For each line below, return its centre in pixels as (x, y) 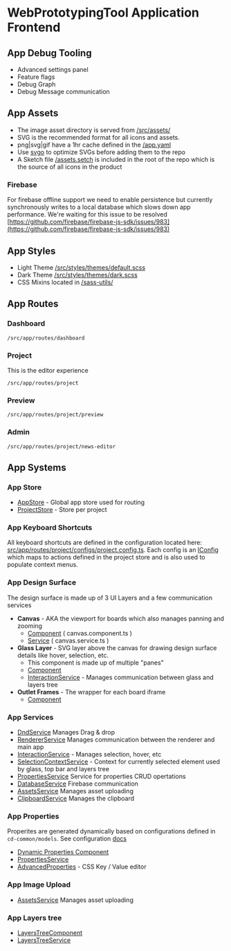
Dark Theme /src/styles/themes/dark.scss (77, 275)
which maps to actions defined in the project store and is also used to (106, 557)
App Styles (31, 251)
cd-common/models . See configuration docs (67, 839)
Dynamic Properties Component (63, 852)
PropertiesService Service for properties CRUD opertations (101, 777)
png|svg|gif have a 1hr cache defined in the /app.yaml (94, 145)
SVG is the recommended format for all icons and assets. (98, 137)
